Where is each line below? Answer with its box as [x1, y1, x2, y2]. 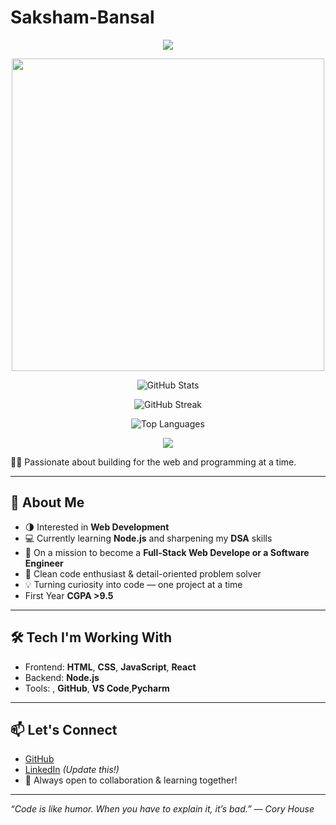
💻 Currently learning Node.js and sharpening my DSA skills [24, 532, 273, 544]
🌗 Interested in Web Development [24, 521, 170, 533]
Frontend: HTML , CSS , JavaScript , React [24, 661, 197, 673]
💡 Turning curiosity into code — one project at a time [24, 578, 243, 590]
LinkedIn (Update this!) [24, 764, 120, 776]
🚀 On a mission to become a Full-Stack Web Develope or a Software [24, 546, 310, 558]
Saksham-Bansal [10, 6, 155, 29]
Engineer [24, 557, 64, 569]
